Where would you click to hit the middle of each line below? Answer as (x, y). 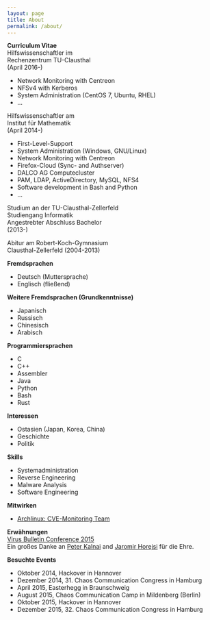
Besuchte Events (32, 560)
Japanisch (31, 311)
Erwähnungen (28, 532)
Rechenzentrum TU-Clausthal (49, 60)
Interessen (23, 416)
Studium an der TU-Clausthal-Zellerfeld (63, 208)
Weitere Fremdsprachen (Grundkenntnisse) (70, 297)
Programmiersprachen (40, 346)
